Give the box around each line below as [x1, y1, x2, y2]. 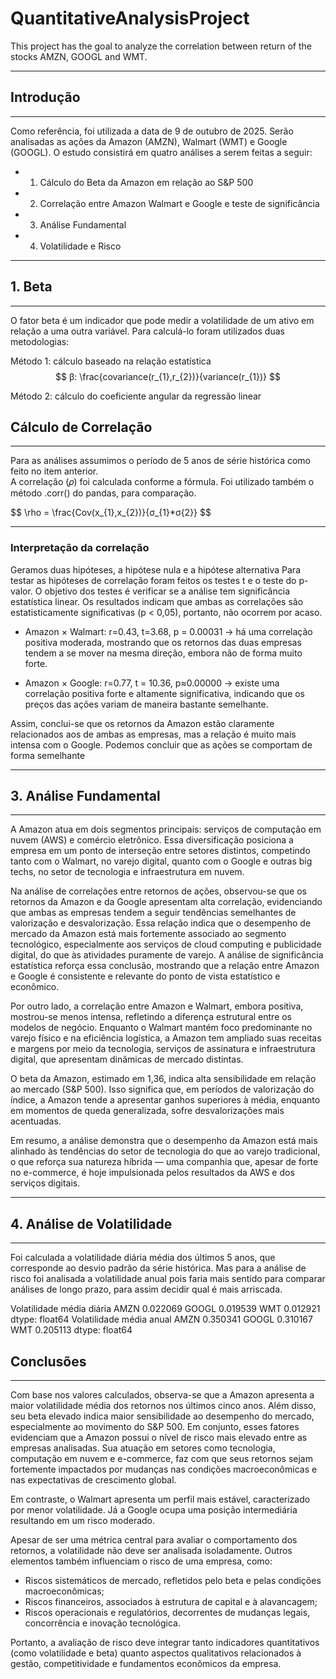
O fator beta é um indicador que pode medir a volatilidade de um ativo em [10, 314, 315, 326]
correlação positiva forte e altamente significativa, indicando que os [24, 687, 306, 699]
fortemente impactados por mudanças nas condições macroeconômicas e [10, 1463, 318, 1476]
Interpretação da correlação [10, 541, 150, 555]
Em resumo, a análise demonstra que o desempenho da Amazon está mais [10, 1135, 318, 1147]
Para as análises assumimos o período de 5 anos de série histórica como [10, 455, 312, 467]
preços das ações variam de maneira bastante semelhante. [24, 698, 269, 710]
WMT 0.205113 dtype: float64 [10, 1324, 133, 1336]
